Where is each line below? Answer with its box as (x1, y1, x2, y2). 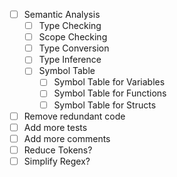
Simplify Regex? (23, 155, 91, 167)
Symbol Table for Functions (53, 87, 167, 99)
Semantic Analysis (23, 9, 101, 20)
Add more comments (23, 132, 111, 144)
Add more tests (23, 121, 88, 133)
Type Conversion (38, 42, 110, 54)
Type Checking (38, 20, 102, 32)
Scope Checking (38, 31, 108, 43)
